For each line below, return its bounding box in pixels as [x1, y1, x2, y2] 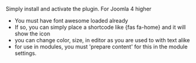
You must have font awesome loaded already [14, 17, 129, 24]
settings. [14, 50, 37, 57]
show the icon [14, 30, 51, 37]
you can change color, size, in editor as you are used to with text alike [14, 37, 191, 43]
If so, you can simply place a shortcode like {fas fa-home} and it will [14, 24, 186, 31]
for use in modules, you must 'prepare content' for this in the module [14, 43, 188, 50]
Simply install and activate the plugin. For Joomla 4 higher [5, 6, 152, 12]
